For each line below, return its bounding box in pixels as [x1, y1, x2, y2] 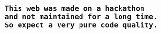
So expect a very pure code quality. [4, 21, 158, 30]
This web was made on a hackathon [4, 4, 145, 13]
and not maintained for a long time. [4, 12, 158, 22]
